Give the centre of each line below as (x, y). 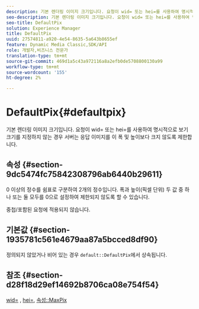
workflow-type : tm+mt (33, 67)
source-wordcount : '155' (37, 72)
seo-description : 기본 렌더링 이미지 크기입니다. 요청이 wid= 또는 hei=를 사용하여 (98, 17)
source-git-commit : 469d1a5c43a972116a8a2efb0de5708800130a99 (84, 61)
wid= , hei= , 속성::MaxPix (36, 300)
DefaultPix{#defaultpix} (66, 112)
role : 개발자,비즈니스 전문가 (37, 50)
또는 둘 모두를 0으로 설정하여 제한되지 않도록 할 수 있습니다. (81, 197)
